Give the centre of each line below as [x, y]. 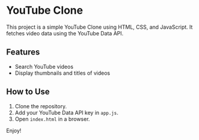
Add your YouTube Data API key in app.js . [66, 112]
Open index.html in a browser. [52, 119]
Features [23, 52]
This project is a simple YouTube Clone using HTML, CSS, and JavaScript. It [99, 27]
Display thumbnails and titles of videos [62, 73]
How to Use [28, 92]
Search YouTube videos [44, 66]
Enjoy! [14, 130]
